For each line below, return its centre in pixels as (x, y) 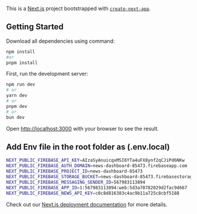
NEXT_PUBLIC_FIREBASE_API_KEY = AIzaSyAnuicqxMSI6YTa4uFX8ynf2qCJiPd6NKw (95, 161)
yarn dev (17, 96)
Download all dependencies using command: (60, 41)
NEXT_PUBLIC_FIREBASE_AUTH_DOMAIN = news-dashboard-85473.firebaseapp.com (97, 166)
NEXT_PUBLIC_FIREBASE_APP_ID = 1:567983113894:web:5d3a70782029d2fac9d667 (97, 188)
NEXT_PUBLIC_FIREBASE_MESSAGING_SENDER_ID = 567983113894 (76, 182)
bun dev (16, 117)
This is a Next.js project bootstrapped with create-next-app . (79, 9)
